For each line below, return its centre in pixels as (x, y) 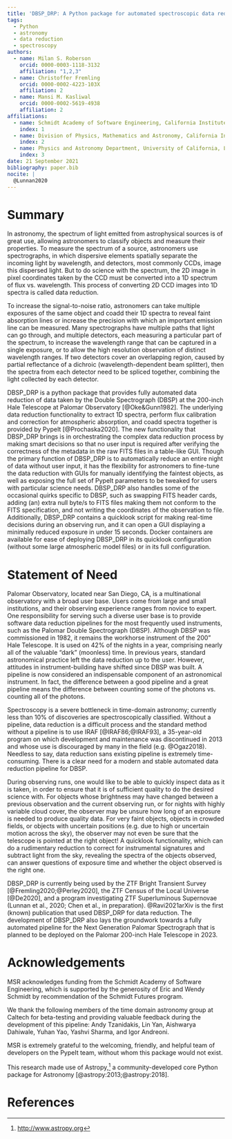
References (41, 1103)
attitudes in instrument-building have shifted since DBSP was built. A (105, 667)
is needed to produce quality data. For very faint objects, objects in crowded (116, 819)
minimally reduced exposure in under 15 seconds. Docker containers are (110, 532)
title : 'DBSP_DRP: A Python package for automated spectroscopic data (111, 13)
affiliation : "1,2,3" (50, 71)
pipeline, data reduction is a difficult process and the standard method (107, 725)
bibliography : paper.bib (43, 167)
